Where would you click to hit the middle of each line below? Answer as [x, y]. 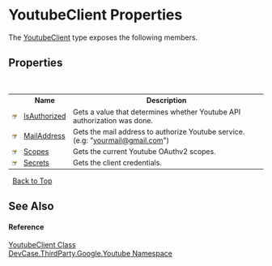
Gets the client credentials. [117, 163]
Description [166, 101]
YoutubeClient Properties [96, 15]
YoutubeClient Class [42, 245]
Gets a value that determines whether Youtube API [157, 112]
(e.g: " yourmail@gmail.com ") [121, 140]
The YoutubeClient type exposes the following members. [103, 37]
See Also [31, 206]
